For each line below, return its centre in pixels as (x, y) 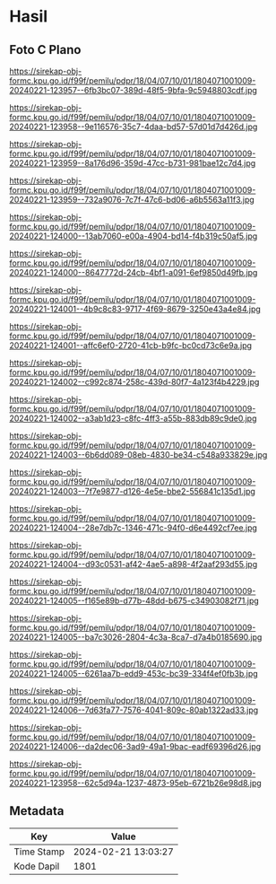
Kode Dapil (37, 866)
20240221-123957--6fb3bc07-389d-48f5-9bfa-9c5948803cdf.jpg (134, 90)
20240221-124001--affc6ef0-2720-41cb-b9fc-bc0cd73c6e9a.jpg (131, 346)
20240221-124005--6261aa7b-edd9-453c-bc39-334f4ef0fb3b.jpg (134, 674)
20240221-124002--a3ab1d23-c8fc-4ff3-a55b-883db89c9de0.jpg (133, 418)
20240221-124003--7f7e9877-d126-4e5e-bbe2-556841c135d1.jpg (132, 491)
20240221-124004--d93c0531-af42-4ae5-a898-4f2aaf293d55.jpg (134, 564)
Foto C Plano (45, 50)
